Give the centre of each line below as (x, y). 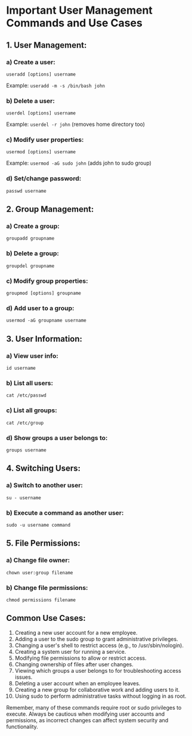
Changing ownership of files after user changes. (74, 664)
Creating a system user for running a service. (70, 651)
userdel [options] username (41, 113)
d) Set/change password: (44, 178)
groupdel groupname (30, 266)
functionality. (22, 726)
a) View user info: (32, 355)
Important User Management (80, 10)
